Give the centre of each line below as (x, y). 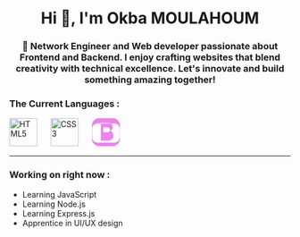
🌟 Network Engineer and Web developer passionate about (150, 47)
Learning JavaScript (59, 194)
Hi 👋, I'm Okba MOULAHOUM (150, 18)
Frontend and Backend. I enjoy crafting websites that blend (150, 57)
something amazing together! (150, 80)
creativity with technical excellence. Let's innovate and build (150, 69)
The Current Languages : (65, 104)
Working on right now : (60, 175)
